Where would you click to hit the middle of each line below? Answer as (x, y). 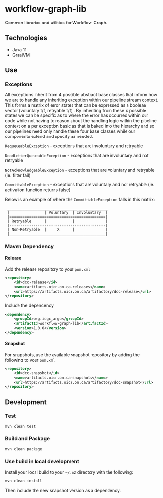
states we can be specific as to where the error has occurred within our (77, 115)
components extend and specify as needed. (49, 136)
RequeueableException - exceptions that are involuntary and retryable (74, 146)
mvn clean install (24, 481)
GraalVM (21, 55)
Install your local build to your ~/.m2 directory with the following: (69, 472)
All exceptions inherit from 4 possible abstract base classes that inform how (81, 95)
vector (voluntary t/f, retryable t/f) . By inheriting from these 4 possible (76, 111)
